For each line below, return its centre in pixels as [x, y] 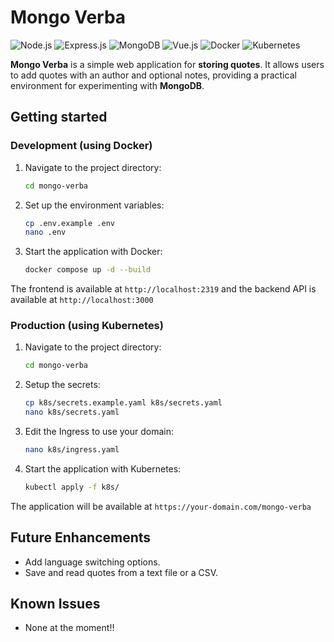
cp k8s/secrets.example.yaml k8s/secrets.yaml [123, 403]
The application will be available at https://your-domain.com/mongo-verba [161, 506]
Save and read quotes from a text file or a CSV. [121, 572]
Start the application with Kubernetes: [103, 468]
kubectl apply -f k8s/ [72, 487]
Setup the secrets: [62, 385]
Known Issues [55, 604]
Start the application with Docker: [93, 252]
